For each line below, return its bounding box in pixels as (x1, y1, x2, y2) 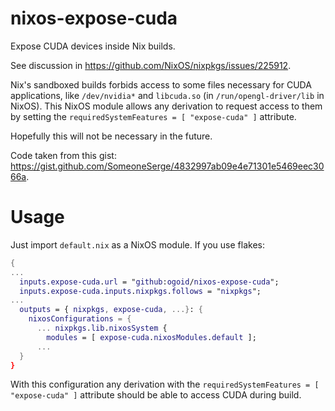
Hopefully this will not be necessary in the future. (10, 130, 213, 142)
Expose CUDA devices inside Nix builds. (10, 40, 176, 52)
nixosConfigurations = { (28, 314, 132, 324)
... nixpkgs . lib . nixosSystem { (36, 323, 168, 333)
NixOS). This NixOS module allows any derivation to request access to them (10, 100, 323, 112)
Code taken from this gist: (10, 149, 117, 161)
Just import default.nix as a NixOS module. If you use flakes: (10, 238, 265, 251)
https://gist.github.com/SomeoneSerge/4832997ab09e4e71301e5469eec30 (10, 160, 325, 172)
